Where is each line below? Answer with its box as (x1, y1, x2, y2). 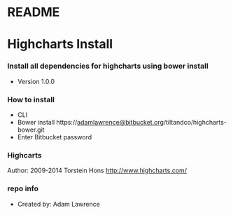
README (7, 4, 60, 20)
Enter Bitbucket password (17, 132, 92, 141)
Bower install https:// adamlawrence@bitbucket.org (17, 118, 164, 126)
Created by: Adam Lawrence (17, 200, 100, 208)
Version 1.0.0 (17, 77, 55, 85)
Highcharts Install (7, 36, 113, 53)
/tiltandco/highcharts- (163, 118, 227, 126)
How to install (7, 95, 55, 104)
